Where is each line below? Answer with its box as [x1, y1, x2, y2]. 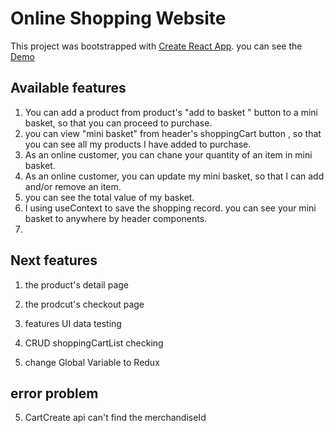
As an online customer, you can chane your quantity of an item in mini [24, 148, 313, 161]
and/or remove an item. [24, 180, 122, 192]
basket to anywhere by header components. [24, 212, 208, 224]
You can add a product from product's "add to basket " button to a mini [24, 106, 319, 118]
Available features [10, 80, 127, 97]
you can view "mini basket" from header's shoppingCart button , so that [24, 127, 322, 139]
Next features [10, 252, 98, 269]
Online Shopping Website [10, 7, 227, 30]
